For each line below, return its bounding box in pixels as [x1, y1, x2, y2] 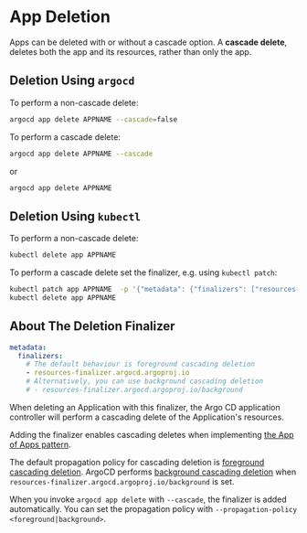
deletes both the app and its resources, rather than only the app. [9, 46, 252, 57]
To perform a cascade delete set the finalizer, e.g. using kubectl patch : [9, 267, 278, 278]
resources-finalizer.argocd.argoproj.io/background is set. [9, 475, 235, 486]
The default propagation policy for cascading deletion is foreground [9, 456, 265, 467]
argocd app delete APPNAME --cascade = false [9, 114, 178, 124]
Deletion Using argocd [9, 73, 135, 89]
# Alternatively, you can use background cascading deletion [26, 377, 263, 386]
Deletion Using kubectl [9, 208, 142, 224]
